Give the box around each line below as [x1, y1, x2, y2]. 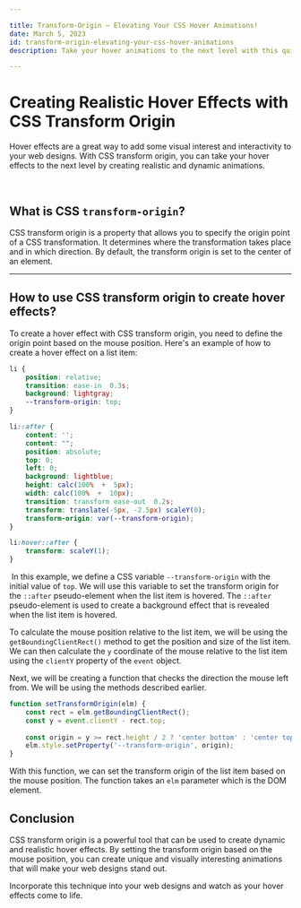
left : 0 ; [25, 463, 58, 473]
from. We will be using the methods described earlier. [9, 682, 207, 693]
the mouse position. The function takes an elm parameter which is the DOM [9, 775, 287, 786]
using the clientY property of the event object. [9, 655, 182, 666]
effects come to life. [9, 890, 83, 901]
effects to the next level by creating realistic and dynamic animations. [9, 160, 266, 171]
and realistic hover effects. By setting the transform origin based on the [9, 844, 273, 854]
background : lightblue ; [25, 472, 115, 481]
